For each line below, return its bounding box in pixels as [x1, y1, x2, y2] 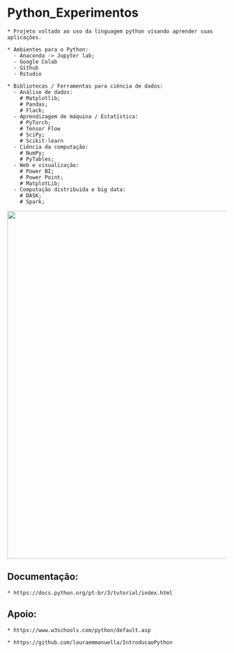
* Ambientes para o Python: [7, 46, 89, 53]
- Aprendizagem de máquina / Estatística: [13, 113, 139, 120]
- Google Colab [13, 58, 58, 65]
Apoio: [7, 608, 37, 620]
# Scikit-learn [19, 137, 64, 144]
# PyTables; [19, 155, 54, 163]
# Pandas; [19, 101, 49, 108]
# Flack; [19, 106, 45, 114]
